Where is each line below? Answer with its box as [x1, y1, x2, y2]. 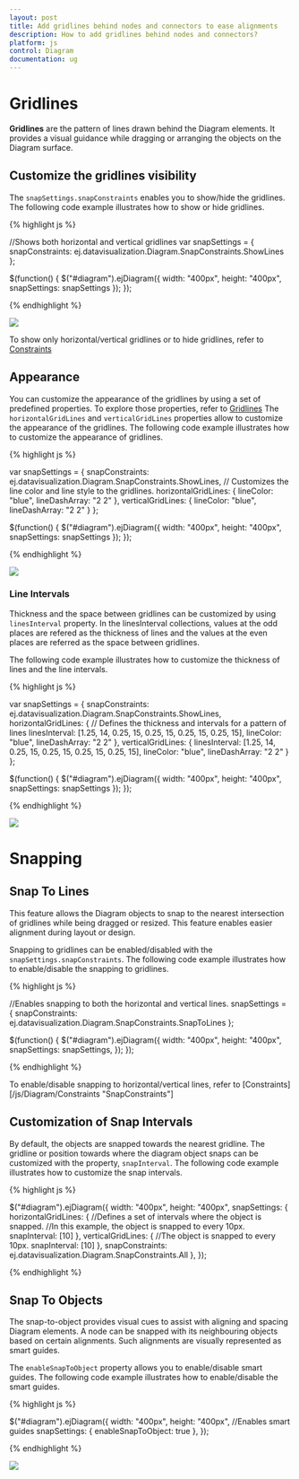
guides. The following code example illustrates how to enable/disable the [9, 1372, 279, 1383]
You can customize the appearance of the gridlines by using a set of [9, 393, 261, 404]
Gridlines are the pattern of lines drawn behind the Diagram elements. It [9, 123, 276, 134]
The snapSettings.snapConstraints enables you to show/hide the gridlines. [9, 192, 286, 203]
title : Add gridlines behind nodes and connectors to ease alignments [9, 22, 278, 31]
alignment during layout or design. [9, 926, 136, 938]
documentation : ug [9, 55, 78, 64]
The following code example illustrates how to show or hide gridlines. [9, 201, 265, 212]
